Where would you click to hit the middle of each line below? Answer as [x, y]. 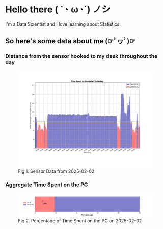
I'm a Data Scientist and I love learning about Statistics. [63, 24]
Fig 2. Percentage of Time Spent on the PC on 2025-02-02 [80, 221]
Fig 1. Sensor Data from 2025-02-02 [56, 171]
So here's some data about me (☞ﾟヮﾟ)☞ [71, 41]
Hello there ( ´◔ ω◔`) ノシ [58, 9]
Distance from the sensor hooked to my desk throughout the [81, 56]
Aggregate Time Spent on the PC [47, 185]
